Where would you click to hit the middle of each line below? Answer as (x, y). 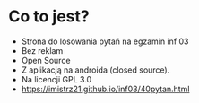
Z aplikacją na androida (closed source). (95, 70)
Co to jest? (49, 17)
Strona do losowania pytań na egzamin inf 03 (105, 41)
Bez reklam (42, 50)
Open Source (46, 60)
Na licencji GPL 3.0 (56, 79)
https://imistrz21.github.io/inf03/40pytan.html (105, 89)
